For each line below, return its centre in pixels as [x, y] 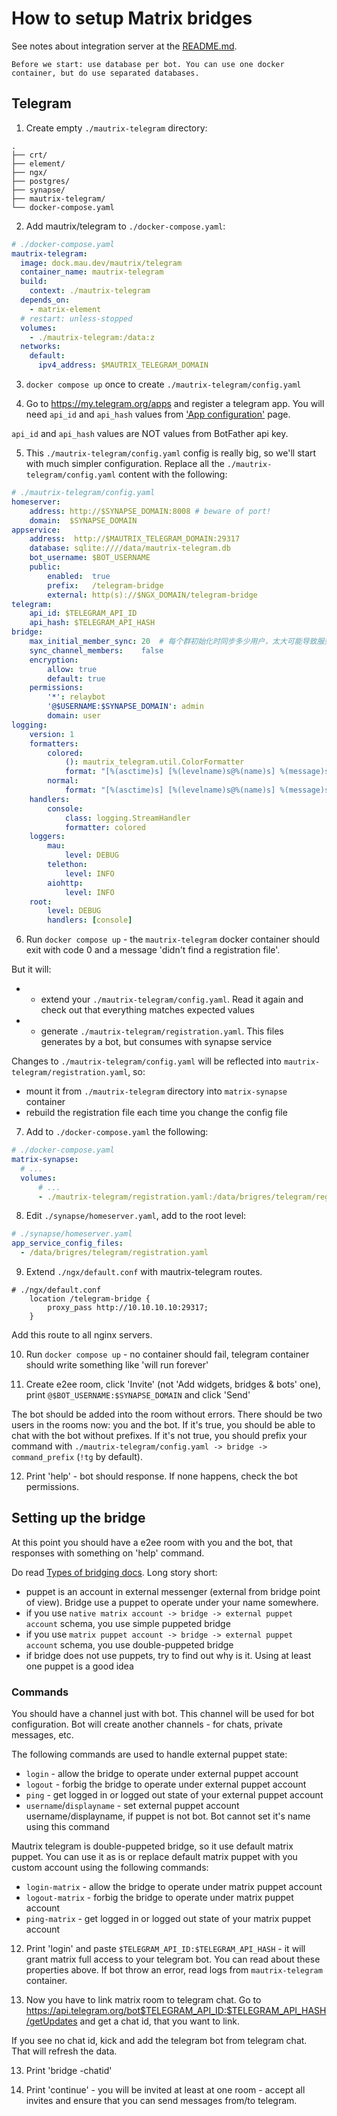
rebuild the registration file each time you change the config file [156, 1113]
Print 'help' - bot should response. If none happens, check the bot [161, 1476]
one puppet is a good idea [79, 1666]
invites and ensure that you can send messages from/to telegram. [161, 2101]
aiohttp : [65, 883]
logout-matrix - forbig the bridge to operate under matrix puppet [159, 1898]
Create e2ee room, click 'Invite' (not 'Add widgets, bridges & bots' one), [173, 1384]
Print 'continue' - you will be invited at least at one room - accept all [165, 2090]
